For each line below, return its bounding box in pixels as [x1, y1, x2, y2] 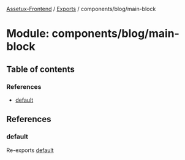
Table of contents [6, 64, 75, 74]
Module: [6, 27, 50, 40]
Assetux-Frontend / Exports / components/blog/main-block [6, 6, 156, 12]
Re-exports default [6, 147, 54, 154]
